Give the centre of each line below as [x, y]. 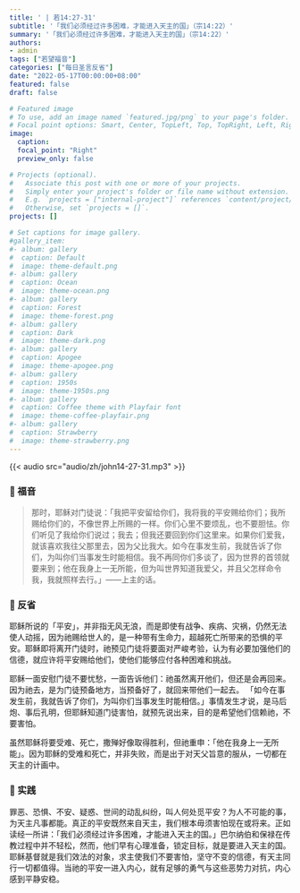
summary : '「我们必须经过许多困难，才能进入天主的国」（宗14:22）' [120, 34]
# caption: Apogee [46, 358]
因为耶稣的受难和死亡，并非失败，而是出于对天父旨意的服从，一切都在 [158, 754]
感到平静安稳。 [37, 879]
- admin [24, 51]
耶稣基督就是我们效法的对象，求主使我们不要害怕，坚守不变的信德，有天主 [146, 856]
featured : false [39, 84]
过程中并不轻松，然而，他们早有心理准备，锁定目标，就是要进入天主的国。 [154, 845]
